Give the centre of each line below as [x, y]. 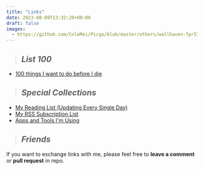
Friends [36, 139]
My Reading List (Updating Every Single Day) [71, 107]
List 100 [36, 59]
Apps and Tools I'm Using [47, 120]
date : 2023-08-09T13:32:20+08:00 [49, 18]
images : [16, 29]
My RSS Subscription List [47, 114]
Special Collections [59, 93]
